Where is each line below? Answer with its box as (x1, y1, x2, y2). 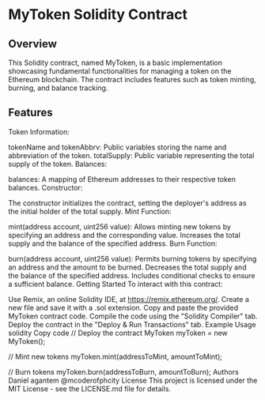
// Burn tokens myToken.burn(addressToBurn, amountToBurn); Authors (8, 367, 239, 376)
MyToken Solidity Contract (8, 6, 188, 24)
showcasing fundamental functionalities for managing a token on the (8, 66, 232, 76)
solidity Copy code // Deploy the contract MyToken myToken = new (8, 328, 228, 338)
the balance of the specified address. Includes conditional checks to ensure (8, 270, 256, 280)
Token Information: (8, 126, 70, 136)
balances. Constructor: (8, 183, 83, 192)
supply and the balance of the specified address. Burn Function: (8, 239, 218, 248)
